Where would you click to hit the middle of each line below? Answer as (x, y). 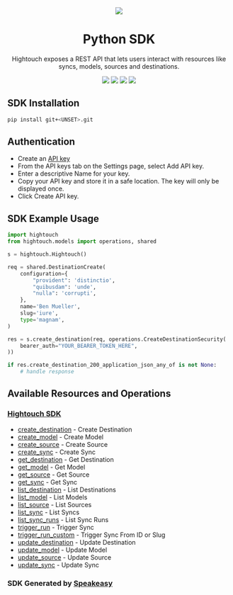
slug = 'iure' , (39, 313)
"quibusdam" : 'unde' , (65, 287)
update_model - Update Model (62, 550)
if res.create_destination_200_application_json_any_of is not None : (112, 365)
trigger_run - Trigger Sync (56, 527)
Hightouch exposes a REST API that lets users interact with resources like (119, 59)
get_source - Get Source (53, 475)
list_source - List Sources (55, 504)
